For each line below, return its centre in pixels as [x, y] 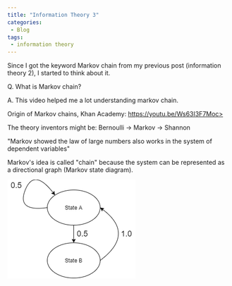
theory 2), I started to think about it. [59, 73]
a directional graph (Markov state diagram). [71, 170]
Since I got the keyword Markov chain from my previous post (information [114, 66]
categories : [25, 22]
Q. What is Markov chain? [44, 87]
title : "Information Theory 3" [53, 15]
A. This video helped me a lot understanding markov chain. [93, 100]
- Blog [20, 30]
